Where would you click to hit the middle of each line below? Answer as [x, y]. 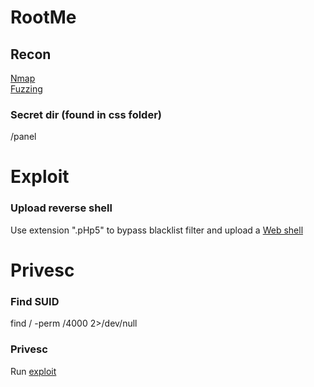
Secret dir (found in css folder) [86, 114]
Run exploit [33, 371]
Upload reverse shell [61, 208]
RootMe [43, 17]
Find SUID [35, 301]
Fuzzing [26, 89]
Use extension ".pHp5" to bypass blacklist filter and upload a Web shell [157, 230]
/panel [23, 137]
